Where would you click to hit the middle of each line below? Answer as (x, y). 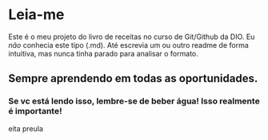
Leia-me (36, 15)
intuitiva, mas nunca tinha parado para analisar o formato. (103, 53)
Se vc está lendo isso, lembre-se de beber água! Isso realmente (134, 101)
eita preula (26, 128)
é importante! (35, 111)
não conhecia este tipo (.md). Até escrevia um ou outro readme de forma (129, 45)
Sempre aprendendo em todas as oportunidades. (133, 78)
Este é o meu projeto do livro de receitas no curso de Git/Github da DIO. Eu (132, 37)
